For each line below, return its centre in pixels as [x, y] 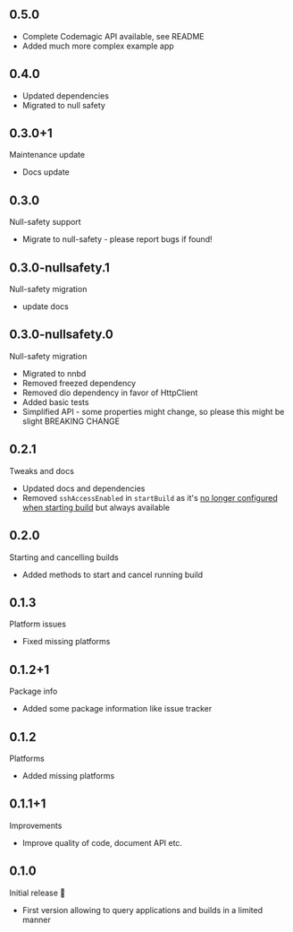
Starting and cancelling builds [64, 557]
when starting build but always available [96, 507]
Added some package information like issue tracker [117, 709]
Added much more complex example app [98, 46]
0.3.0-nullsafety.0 [62, 335]
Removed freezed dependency [79, 383]
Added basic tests [55, 401]
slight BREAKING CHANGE [71, 421]
